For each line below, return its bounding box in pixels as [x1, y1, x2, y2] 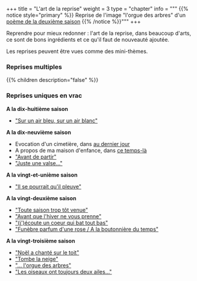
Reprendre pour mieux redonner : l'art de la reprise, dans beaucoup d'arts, [6, 30, 192, 37]
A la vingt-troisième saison [6, 237, 75, 244]
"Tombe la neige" [14, 255, 58, 262]
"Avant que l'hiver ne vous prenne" [14, 212, 102, 219]
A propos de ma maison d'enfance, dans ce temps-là [14, 147, 147, 154]
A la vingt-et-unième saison [6, 171, 78, 178]
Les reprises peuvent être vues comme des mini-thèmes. [6, 48, 148, 55]
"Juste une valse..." [14, 159, 63, 166]
